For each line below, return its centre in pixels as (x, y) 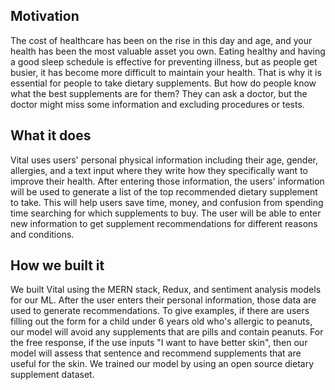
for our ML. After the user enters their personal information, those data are (163, 300)
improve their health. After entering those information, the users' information (167, 181)
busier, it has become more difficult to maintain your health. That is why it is (166, 72)
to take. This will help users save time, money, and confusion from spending (167, 202)
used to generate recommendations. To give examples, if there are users (160, 311)
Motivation (45, 16)
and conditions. (42, 234)
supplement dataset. (52, 375)
